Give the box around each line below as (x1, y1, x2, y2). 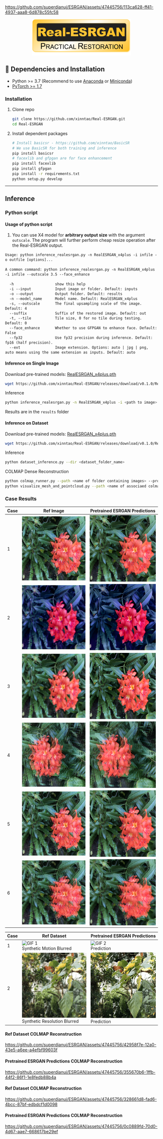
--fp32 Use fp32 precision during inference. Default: (9, 335, 153, 340)
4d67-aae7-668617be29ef (5, 1128, 58, 1134)
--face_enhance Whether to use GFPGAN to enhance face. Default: (9, 326, 158, 331)
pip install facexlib (12, 161, 56, 166)
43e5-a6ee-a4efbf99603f (5, 1047, 58, 1053)
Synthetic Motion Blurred (21, 945, 72, 951)
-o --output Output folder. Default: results (9, 292, 123, 296)
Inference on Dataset (5, 420, 49, 426)
